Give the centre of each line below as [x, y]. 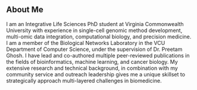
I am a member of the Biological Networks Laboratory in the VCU [86, 43]
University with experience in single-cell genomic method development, [94, 30]
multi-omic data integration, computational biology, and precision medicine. [99, 36]
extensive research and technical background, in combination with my [92, 68]
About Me [25, 10]
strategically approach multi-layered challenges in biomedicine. [84, 81]
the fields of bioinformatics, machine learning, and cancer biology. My [92, 62]
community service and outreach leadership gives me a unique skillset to [96, 74]
